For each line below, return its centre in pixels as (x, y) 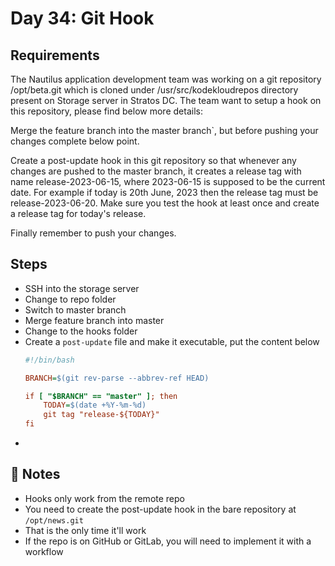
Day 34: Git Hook (82, 18)
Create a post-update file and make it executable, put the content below (172, 341)
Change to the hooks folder (81, 331)
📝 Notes (35, 474)
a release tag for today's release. (78, 213)
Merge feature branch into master (94, 320)
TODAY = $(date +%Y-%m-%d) (95, 405)
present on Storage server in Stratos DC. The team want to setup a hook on (166, 100)
